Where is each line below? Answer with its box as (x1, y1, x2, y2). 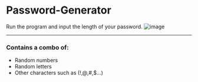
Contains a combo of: (6, 43, 69, 51)
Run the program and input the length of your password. (6, 23, 143, 30)
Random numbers (14, 57, 58, 64)
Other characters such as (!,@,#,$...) (14, 69, 103, 77)
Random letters (14, 63, 52, 70)
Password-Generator (6, 4, 112, 17)
